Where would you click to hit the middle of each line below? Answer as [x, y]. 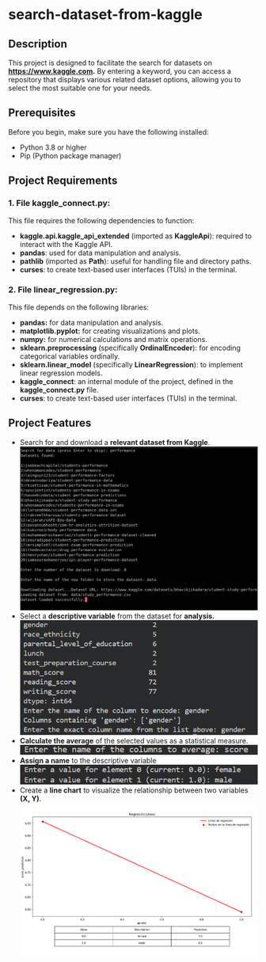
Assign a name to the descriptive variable [88, 761]
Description [38, 44]
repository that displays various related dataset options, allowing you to [125, 80]
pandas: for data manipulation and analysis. [91, 322]
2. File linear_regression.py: [63, 290]
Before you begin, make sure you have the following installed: [108, 131]
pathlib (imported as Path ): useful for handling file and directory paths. [135, 261]
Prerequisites [42, 113]
